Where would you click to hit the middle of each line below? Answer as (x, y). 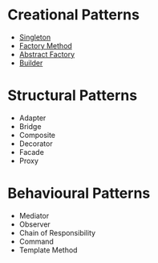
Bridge (30, 126)
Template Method (48, 250)
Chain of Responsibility (57, 232)
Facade (32, 152)
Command (36, 241)
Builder (31, 63)
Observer (35, 224)
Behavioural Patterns (79, 193)
